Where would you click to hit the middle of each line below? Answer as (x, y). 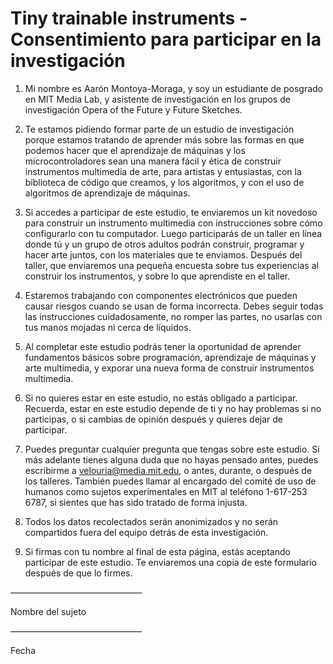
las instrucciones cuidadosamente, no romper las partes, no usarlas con (173, 316)
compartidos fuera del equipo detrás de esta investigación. (146, 532)
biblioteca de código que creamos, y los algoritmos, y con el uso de (164, 182)
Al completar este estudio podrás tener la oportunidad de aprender (163, 346)
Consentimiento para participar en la (166, 39)
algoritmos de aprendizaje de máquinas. (107, 193)
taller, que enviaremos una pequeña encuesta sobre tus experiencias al (171, 265)
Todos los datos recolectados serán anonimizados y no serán (151, 521)
